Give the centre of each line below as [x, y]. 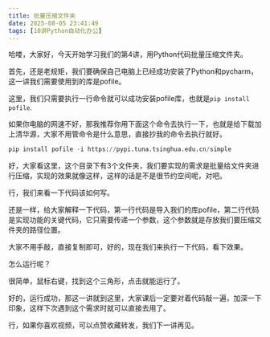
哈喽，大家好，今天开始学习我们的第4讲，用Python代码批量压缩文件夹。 [128, 55]
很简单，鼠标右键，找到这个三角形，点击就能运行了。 [96, 281]
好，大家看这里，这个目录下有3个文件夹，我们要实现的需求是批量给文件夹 [130, 166]
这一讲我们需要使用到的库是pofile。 [67, 82]
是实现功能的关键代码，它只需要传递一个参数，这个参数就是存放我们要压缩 [131, 220]
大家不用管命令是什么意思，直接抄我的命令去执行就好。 [135, 134]
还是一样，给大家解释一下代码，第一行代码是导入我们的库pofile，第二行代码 [134, 210]
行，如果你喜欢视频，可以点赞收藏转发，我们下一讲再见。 [103, 325]
